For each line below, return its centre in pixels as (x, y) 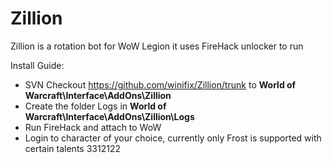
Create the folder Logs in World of (95, 106)
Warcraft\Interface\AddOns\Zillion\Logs (109, 116)
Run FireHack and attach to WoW (93, 127)
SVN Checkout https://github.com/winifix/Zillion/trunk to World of (160, 84)
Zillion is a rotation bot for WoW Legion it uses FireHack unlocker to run (157, 46)
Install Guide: (37, 65)
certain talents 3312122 (72, 148)
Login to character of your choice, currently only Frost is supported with (173, 138)
